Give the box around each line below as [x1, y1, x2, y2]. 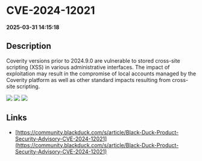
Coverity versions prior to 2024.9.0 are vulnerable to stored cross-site [6, 57, 180, 64]
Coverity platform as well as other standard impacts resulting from [6, 76, 171, 83]
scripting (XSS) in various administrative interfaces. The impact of [6, 63, 170, 71]
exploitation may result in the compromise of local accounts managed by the [6, 70, 197, 77]
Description [6, 41, 51, 51]
